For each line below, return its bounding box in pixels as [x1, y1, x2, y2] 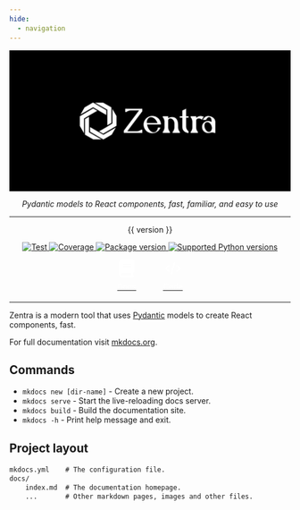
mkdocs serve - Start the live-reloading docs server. [21, 395, 212, 406]
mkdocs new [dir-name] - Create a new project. [21, 386, 194, 397]
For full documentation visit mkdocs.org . [9, 336, 158, 347]
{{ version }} [127, 224, 173, 234]
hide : [9, 14, 29, 23]
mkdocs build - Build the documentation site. [21, 405, 187, 416]
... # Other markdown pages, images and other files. [25, 492, 254, 501]
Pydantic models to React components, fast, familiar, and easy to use [21, 198, 279, 209]
